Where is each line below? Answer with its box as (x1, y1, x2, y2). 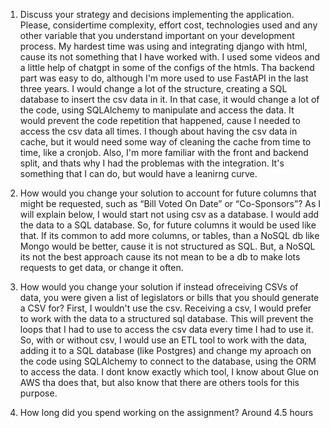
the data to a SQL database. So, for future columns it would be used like (19, 219, 317, 231)
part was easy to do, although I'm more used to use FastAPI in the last (19, 72, 309, 84)
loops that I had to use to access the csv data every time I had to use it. (19, 324, 314, 335)
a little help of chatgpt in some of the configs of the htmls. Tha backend (19, 62, 315, 73)
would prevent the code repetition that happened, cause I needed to (19, 115, 301, 126)
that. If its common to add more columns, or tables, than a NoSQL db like (19, 230, 320, 241)
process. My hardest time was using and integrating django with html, (19, 40, 308, 52)
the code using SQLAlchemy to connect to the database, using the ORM (19, 355, 317, 367)
